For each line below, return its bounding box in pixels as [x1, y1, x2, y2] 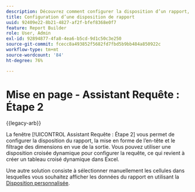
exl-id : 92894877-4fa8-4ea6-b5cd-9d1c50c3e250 [6, 36, 122, 42]
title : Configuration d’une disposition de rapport [6, 14, 135, 20]
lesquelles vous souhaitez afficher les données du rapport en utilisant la [6, 173, 180, 180]
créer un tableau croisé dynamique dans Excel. [6, 156, 119, 163]
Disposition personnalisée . [6, 180, 70, 187]
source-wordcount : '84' [6, 52, 64, 58]
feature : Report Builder [6, 25, 67, 31]
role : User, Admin [6, 30, 51, 36]
